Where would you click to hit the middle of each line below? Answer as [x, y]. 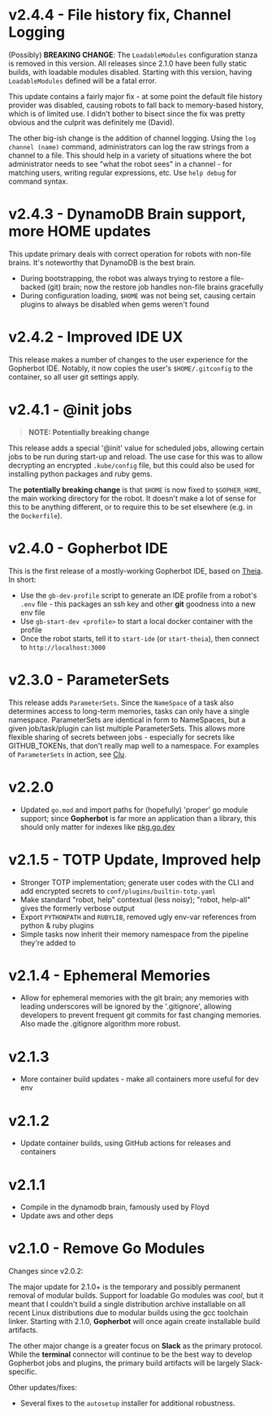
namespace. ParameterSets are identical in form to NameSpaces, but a [127, 719]
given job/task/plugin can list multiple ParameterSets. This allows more [127, 728]
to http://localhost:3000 [63, 647]
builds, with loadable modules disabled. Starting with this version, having [130, 72]
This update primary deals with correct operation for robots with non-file [130, 254]
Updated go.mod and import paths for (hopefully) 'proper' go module [134, 810]
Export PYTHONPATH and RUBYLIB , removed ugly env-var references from [138, 917]
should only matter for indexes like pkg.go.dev [97, 827]
